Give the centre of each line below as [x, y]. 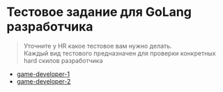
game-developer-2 [44, 81]
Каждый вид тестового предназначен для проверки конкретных [120, 53]
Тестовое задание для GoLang [99, 12]
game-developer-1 [43, 74]
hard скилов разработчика [63, 60]
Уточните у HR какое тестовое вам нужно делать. [98, 46]
